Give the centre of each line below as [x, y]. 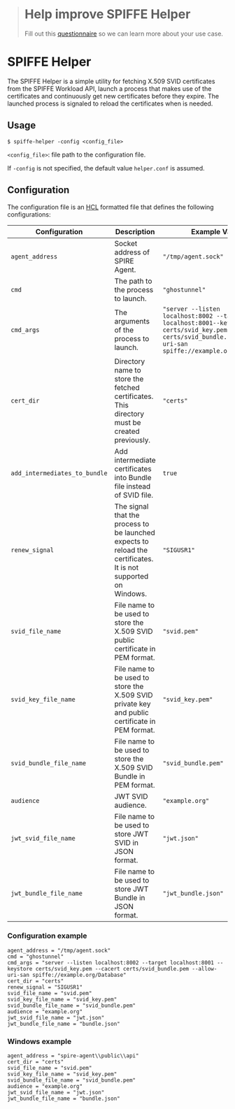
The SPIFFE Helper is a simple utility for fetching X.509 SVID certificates [111, 81]
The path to [133, 281]
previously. [133, 440]
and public [131, 712]
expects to [131, 541]
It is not [126, 567]
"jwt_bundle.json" [193, 893]
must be [128, 422]
